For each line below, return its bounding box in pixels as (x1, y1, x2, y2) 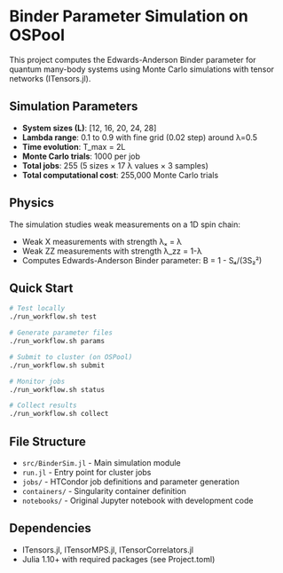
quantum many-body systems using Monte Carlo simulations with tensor (9, 64, 275, 75)
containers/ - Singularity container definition (21, 485, 186, 496)
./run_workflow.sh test (9, 312, 98, 321)
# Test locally (9, 304, 66, 313)
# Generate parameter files (9, 328, 114, 338)
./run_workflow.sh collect (9, 410, 109, 419)
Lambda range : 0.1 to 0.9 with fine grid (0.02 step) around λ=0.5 (21, 131, 257, 143)
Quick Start (9, 280, 74, 295)
